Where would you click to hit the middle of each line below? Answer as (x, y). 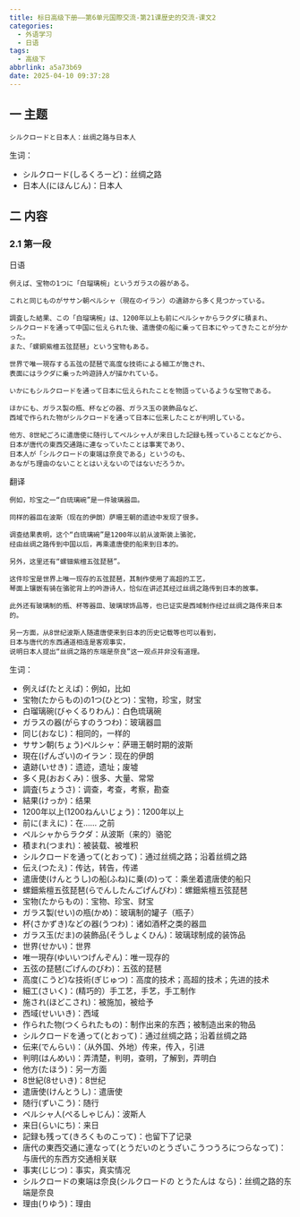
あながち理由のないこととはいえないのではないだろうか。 (99, 464)
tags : (19, 51)
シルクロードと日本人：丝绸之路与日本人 (73, 137)
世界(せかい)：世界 (57, 947)
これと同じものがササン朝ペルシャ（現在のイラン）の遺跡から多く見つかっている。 (139, 301)
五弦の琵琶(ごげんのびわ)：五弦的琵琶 (92, 969)
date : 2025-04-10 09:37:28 (60, 76)
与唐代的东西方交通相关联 (69, 1159)
